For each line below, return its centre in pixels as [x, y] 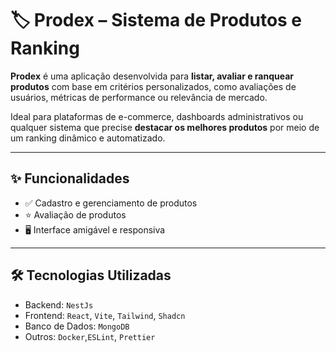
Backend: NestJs [59, 304]
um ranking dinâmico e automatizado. [88, 138]
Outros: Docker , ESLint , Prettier [90, 336]
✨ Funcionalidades [70, 178]
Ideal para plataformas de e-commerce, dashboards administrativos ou [157, 116]
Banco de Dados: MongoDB [77, 326]
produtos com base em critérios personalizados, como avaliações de [153, 86]
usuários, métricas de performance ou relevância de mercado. [139, 97]
